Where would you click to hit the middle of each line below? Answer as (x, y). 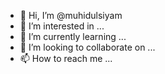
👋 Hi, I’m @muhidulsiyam (71, 15)
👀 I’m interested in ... (62, 26)
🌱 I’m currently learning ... (73, 36)
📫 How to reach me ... (66, 58)
